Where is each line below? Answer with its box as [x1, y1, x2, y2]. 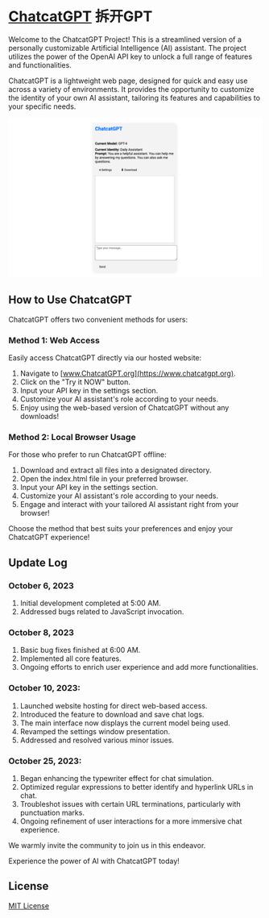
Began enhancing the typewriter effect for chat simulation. [19, 773, 214, 783]
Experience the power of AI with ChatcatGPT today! [8, 856, 180, 866]
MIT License [8, 900, 50, 911]
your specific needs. [8, 102, 77, 111]
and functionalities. [8, 60, 72, 69]
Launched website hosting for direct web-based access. [19, 700, 208, 710]
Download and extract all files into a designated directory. [19, 465, 212, 476]
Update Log [8, 555, 68, 569]
